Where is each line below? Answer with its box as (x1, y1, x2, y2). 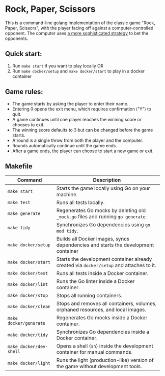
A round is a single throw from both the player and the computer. (12, 137, 143, 143)
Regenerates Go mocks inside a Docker (56, 314, 148, 321)
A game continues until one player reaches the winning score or (12, 116, 142, 122)
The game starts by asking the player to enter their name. (12, 101, 129, 106)
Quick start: (5, 50, 43, 58)
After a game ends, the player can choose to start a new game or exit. (12, 148, 154, 154)
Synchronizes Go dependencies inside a (56, 329, 150, 336)
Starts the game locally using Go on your (56, 185, 150, 192)
